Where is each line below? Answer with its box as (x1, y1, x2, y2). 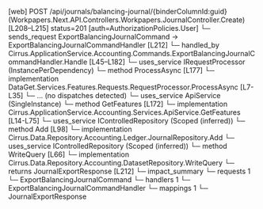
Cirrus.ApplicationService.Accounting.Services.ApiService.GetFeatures (8, 108, 241, 117)
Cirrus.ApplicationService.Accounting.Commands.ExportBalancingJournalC (8, 49, 256, 58)
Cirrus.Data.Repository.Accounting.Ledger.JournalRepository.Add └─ (8, 133, 235, 142)
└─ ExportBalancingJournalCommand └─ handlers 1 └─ (8, 175, 191, 184)
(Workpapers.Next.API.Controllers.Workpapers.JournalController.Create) (8, 15, 246, 25)
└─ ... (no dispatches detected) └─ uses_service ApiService (25, 91, 221, 100)
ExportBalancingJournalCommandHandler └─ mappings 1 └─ (8, 184, 208, 192)
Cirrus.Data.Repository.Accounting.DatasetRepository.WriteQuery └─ (8, 158, 235, 167)
